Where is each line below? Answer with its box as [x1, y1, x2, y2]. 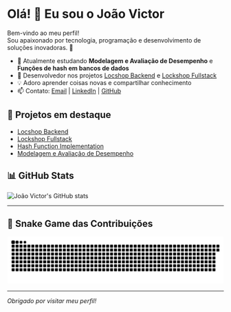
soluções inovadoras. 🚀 [7, 43, 74, 51]
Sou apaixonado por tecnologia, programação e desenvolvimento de [7, 36, 201, 44]
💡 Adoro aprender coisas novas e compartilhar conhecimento [16, 78, 192, 86]
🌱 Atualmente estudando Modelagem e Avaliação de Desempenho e [16, 56, 213, 64]
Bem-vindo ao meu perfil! [7, 29, 80, 37]
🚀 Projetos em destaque [7, 109, 111, 121]
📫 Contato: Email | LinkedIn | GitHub [16, 86, 122, 95]
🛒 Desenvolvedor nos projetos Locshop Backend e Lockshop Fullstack [16, 71, 217, 80]
